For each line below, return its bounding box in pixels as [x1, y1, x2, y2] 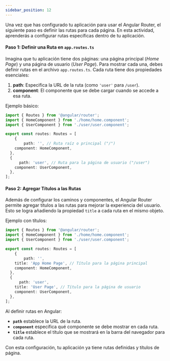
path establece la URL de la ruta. [12, 318, 82, 324]
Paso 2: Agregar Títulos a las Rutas [5, 185, 81, 191]
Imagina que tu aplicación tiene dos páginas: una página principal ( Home [5, 55, 159, 62]
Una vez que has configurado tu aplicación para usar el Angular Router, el [5, 22, 161, 28]
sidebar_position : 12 [5, 7, 52, 13]
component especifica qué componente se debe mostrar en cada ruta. [12, 324, 159, 330]
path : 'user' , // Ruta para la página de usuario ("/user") [18, 160, 150, 165]
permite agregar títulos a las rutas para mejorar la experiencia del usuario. [5, 202, 161, 208]
